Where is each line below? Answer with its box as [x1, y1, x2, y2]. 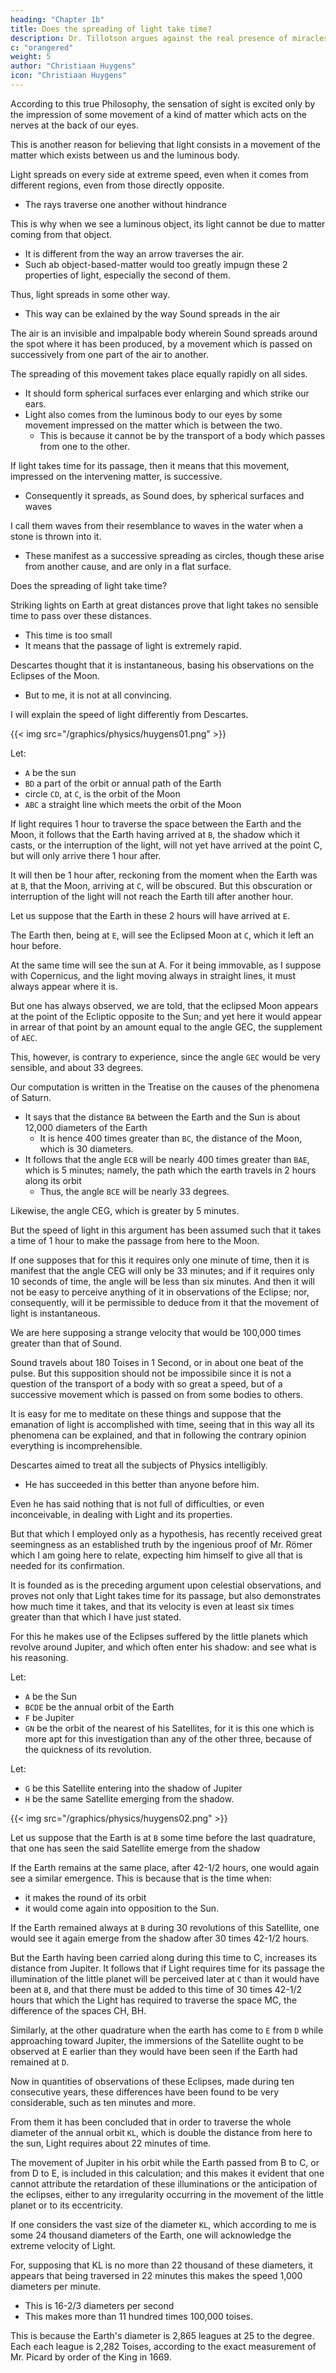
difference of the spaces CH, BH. [10, 2004, 147, 2016]
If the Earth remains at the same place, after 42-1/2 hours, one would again [10, 1861, 320, 1873]
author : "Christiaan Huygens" [10, 61, 137, 71]
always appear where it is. [10, 980, 118, 992]
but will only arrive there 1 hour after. [10, 849, 162, 861]
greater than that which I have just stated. [10, 1611, 182, 1623]
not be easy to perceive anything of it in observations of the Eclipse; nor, [10, 1286, 310, 1298]
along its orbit [24, 1174, 82, 1186]
